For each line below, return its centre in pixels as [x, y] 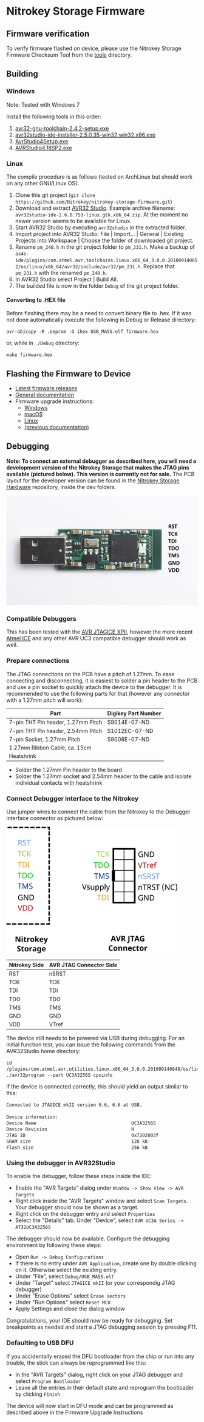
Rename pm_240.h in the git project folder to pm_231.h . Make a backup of [105, 247]
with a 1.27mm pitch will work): [45, 700]
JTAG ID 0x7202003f [83, 1135]
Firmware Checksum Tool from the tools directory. [69, 55]
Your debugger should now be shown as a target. [77, 1207]
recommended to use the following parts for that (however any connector [98, 693]
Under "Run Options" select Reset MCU [63, 1302]
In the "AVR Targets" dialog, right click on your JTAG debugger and [99, 1374]
